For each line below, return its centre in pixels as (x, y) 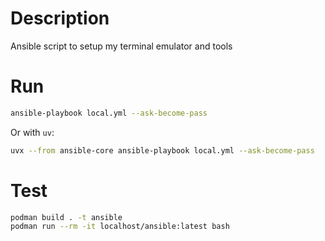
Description (60, 18)
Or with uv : (32, 132)
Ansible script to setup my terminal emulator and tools (121, 46)
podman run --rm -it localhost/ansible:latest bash (120, 227)
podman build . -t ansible (66, 217)
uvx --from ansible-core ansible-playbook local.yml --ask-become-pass (162, 150)
